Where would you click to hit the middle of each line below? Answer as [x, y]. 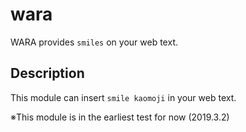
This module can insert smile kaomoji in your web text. [123, 97]
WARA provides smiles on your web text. [94, 42]
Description [47, 73]
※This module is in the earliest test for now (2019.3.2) [120, 117]
